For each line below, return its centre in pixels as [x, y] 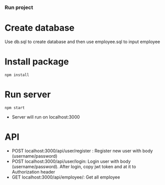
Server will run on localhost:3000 [46, 117]
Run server [28, 94]
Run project [19, 7]
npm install [17, 75]
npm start [15, 108]
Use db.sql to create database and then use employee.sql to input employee [82, 42]
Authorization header [33, 172]
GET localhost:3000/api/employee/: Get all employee [66, 177]
